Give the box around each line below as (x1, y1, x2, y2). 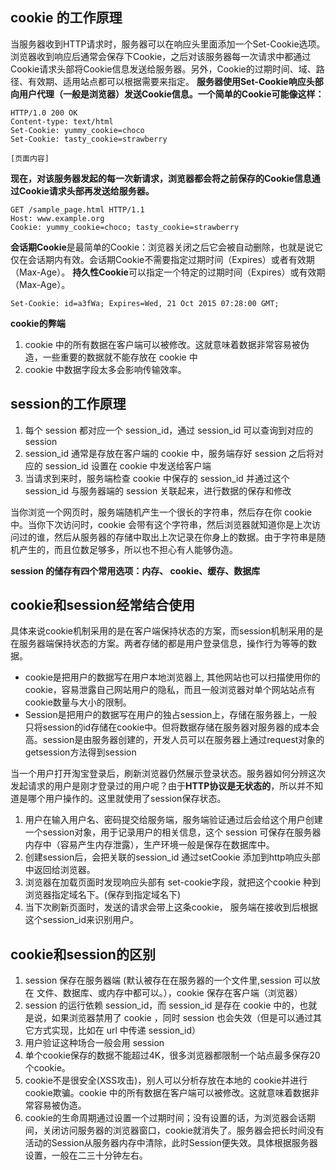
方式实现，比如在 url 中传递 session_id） (33, 1024, 201, 1037)
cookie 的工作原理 (10, 9, 123, 27)
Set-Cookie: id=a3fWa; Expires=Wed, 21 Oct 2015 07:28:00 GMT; (10, 298, 280, 308)
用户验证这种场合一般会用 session (24, 1037, 165, 1049)
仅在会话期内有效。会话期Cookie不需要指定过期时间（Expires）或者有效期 (10, 253, 315, 265)
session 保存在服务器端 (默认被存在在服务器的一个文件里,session (24, 974, 292, 987)
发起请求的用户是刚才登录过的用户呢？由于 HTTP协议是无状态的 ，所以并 (10, 780, 307, 792)
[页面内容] (10, 153, 50, 163)
